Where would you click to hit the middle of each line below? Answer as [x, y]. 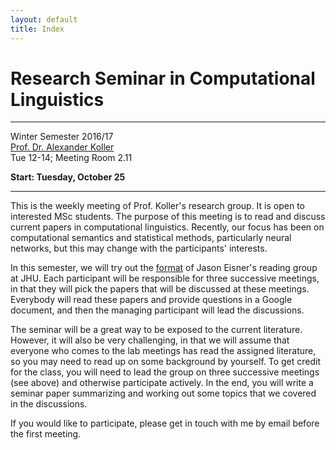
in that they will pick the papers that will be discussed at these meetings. [160, 289]
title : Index [37, 29]
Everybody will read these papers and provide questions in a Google [151, 300]
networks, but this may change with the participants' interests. [139, 248]
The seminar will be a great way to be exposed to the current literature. [156, 330]
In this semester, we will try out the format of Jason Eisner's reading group [164, 268]
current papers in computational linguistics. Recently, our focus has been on [167, 227]
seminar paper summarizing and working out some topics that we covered [163, 393]
